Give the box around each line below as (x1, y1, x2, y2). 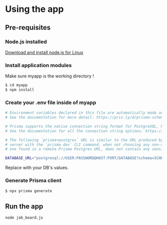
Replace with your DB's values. (5, 165, 69, 171)
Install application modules (5, 62, 72, 69)
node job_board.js (5, 215, 43, 221)
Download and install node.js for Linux (5, 49, 83, 55)
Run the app (5, 202, 43, 211)
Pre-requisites (5, 23, 51, 32)
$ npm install (5, 87, 35, 92)
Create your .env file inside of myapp (5, 99, 96, 106)
